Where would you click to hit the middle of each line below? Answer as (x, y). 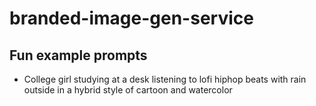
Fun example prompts (78, 55)
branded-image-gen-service (131, 18)
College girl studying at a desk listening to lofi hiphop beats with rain (165, 79)
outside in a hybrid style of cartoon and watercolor (128, 90)
